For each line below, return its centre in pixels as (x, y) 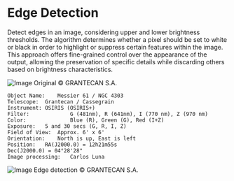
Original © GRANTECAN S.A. (76, 82)
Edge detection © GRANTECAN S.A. (86, 170)
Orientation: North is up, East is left (72, 138)
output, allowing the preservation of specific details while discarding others (116, 61)
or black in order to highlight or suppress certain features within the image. (115, 47)
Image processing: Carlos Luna (56, 157)
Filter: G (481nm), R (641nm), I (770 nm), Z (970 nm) (108, 114)
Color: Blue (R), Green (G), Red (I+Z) (86, 120)
